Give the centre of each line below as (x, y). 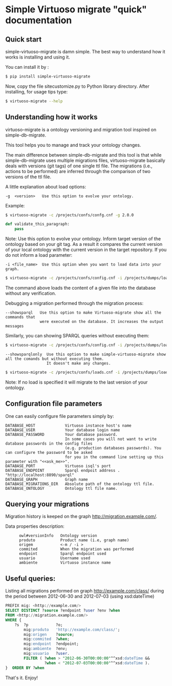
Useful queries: (30, 578)
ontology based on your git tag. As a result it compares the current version (84, 244)
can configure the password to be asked (49, 452)
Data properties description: (35, 526)
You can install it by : (27, 67)
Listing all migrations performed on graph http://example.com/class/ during (85, 591)
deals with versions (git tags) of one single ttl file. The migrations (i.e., (79, 166)
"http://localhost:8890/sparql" (40, 475)
